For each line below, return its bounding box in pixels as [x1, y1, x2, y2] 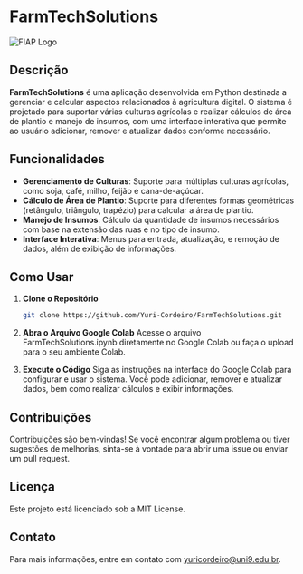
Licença [9, 479, 56, 495]
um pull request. [9, 453, 71, 464]
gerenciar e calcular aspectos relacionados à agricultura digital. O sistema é [9, 96, 293, 107]
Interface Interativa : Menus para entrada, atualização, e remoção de [22, 233, 280, 244]
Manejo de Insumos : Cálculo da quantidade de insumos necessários [22, 214, 279, 225]
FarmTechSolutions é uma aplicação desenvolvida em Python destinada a [9, 86, 288, 97]
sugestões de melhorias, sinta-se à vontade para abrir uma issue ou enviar [9, 443, 289, 454]
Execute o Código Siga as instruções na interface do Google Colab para [22, 365, 292, 375]
